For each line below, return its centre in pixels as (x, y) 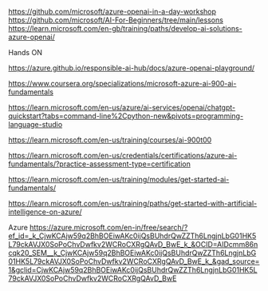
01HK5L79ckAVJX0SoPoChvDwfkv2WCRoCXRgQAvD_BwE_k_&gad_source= (134, 261)
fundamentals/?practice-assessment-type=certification (100, 164)
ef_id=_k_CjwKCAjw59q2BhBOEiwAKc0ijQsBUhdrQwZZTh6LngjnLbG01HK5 (132, 236)
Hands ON (25, 52)
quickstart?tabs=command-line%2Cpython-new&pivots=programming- (126, 116)
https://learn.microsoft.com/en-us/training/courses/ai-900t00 (110, 140)
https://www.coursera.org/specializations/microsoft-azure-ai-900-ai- (122, 84)
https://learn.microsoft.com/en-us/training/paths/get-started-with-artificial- (133, 203)
